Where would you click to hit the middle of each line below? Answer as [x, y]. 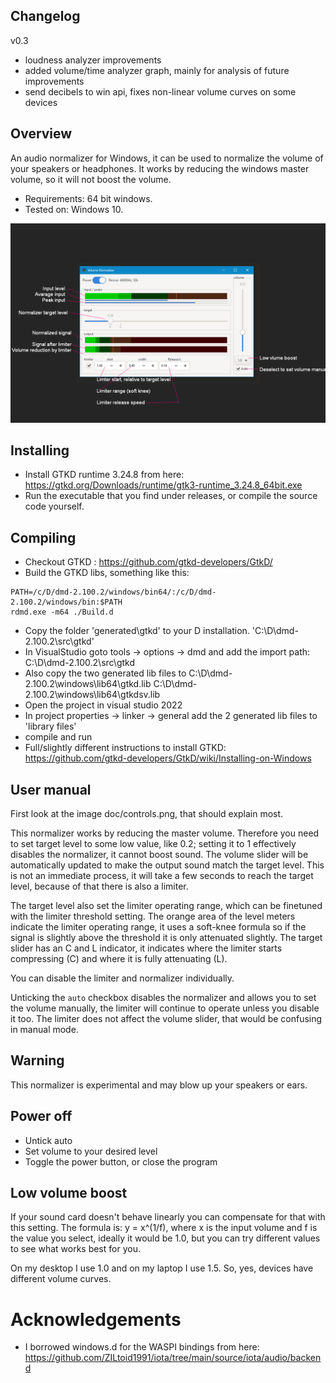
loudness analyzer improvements [93, 60]
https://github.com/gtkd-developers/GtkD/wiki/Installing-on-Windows [168, 758]
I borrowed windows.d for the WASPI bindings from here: [142, 1347]
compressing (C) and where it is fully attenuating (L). [119, 958]
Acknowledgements [96, 1319]
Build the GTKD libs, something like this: [107, 573]
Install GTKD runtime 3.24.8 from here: [104, 475]
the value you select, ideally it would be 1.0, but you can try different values [165, 1238]
